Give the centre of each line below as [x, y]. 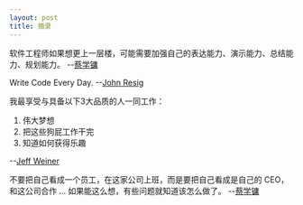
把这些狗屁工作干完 [58, 131]
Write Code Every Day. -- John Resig [77, 82]
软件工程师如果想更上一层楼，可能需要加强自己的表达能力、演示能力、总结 [147, 53]
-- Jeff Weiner [35, 161]
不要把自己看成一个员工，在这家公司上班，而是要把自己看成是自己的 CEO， [149, 179]
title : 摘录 [30, 26]
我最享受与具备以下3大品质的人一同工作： [87, 101]
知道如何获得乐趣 [54, 143]
